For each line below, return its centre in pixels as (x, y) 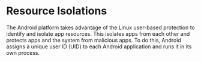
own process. (23, 52)
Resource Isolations (57, 11)
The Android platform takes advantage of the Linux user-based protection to (100, 27)
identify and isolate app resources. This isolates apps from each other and (98, 33)
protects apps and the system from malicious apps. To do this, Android (94, 40)
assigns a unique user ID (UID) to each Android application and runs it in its (99, 46)
